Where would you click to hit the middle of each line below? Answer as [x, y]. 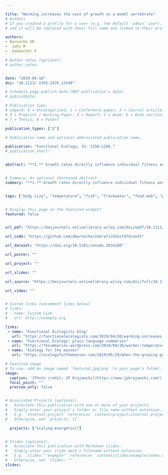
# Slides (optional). [28, 441]
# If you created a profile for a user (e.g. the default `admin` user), [84, 23]
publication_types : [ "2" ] [32, 128]
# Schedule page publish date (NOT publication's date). [66, 92]
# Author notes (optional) [33, 60]
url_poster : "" [21, 254]
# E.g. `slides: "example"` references [49, 455]
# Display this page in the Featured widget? [53, 209]
